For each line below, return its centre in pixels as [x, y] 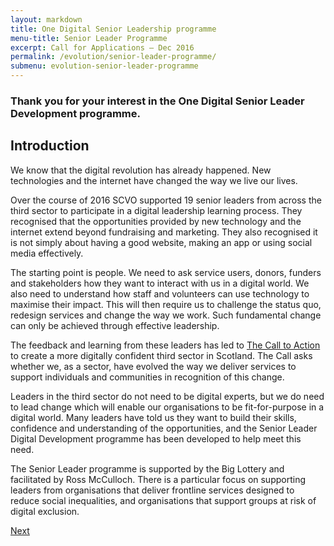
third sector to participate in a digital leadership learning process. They [156, 210]
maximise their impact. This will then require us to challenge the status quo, [166, 304]
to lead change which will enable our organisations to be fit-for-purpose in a [167, 407]
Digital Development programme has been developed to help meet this [156, 438]
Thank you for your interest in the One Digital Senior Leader [157, 101]
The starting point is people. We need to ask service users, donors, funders [166, 272]
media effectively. [47, 253]
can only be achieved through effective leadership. [115, 325]
